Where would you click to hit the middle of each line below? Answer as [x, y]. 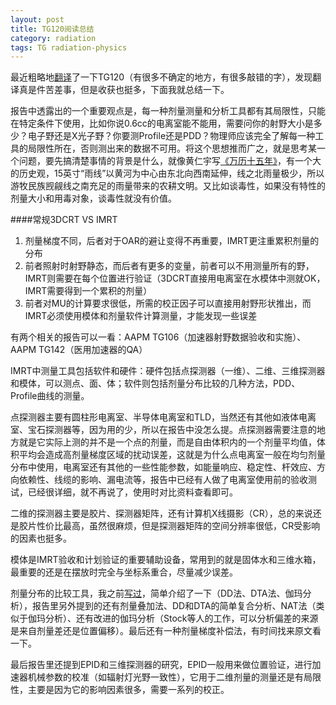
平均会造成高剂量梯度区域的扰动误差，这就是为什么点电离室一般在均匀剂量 [172, 455]
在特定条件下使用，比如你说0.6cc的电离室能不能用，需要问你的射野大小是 [162, 123]
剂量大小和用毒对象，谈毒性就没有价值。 [93, 198]
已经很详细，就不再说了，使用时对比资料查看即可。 [132, 492]
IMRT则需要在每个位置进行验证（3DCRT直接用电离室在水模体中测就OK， [175, 278]
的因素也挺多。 [41, 538]
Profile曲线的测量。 [50, 396]
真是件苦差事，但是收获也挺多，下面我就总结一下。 [124, 90]
